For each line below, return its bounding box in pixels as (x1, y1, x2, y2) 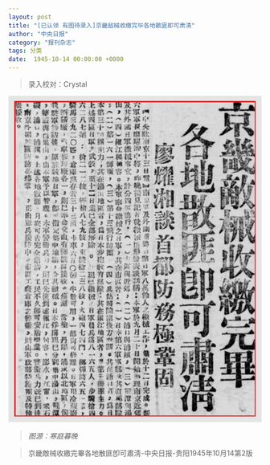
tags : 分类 (8, 47, 43, 55)
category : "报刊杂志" (8, 39, 76, 47)
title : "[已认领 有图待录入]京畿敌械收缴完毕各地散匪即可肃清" (8, 21, 195, 30)
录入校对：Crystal (27, 80, 88, 88)
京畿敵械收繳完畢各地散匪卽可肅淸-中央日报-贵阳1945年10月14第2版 (27, 448, 253, 458)
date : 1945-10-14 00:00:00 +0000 (8, 55, 125, 63)
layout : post (8, 13, 52, 21)
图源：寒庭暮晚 (27, 430, 78, 441)
